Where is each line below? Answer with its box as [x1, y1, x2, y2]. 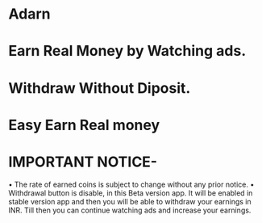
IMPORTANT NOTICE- [8, 153, 158, 170]
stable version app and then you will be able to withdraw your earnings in [8, 196, 252, 206]
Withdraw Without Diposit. [8, 78, 191, 97]
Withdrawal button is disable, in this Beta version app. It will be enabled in [8, 187, 253, 198]
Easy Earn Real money [8, 116, 160, 134]
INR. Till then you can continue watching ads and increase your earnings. [8, 205, 252, 215]
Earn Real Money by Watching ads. [8, 42, 247, 61]
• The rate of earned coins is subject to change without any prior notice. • [8, 179, 255, 189]
